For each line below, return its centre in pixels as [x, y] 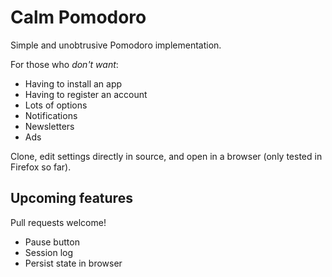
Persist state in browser [73, 263]
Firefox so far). [41, 167]
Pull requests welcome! [58, 222]
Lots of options [56, 105]
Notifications [51, 115]
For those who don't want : [64, 64]
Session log [49, 252]
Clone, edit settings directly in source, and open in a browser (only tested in [166, 156]
